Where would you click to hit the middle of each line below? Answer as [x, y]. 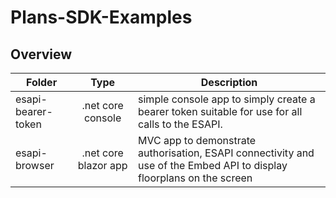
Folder [41, 82]
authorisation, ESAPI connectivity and [226, 153]
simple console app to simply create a [227, 99]
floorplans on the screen [195, 178]
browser [35, 165]
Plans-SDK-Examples [101, 17]
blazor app [102, 165]
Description [229, 82]
